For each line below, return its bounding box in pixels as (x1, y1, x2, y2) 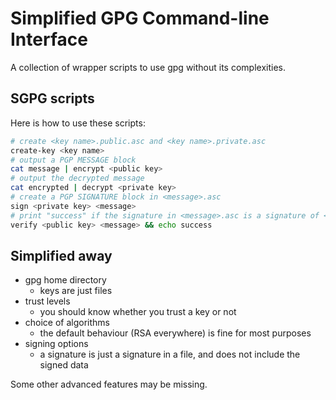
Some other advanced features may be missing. (10, 378, 208, 391)
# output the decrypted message (10, 173, 145, 184)
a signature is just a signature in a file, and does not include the (39, 348, 301, 361)
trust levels (24, 295, 71, 307)
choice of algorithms (24, 317, 111, 329)
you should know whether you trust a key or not (39, 306, 237, 318)
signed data (39, 359, 89, 371)
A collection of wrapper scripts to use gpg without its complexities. (10, 61, 286, 73)
